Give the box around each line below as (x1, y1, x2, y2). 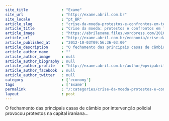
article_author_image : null (5, 54, 75, 59)
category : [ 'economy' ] (5, 77, 92, 82)
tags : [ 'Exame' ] (5, 82, 87, 87)
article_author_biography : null (5, 59, 75, 64)
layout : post (5, 91, 75, 96)
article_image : (5, 31, 64, 36)
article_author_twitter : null (5, 73, 75, 78)
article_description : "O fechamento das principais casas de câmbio (5, 45, 165, 50)
